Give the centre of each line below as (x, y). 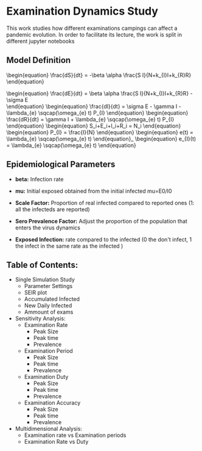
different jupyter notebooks (40, 41)
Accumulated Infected (52, 299)
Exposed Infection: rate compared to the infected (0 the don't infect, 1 (103, 239)
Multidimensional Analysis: (48, 429)
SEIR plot (36, 293)
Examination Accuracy (52, 403)
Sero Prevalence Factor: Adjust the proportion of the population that (101, 221)
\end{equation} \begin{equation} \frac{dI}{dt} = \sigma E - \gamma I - (94, 106)
